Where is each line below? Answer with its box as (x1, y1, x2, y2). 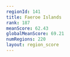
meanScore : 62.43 (6, 25, 49, 31)
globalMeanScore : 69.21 (6, 31, 65, 37)
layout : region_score (6, 42, 59, 48)
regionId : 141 (6, 8, 41, 15)
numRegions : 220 (6, 36, 46, 42)
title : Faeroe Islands (6, 14, 62, 20)
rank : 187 (6, 20, 31, 26)
